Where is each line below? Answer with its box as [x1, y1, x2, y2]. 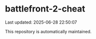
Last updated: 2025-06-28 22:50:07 [5, 19, 77, 25]
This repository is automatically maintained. [5, 28, 92, 34]
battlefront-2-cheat [5, 3, 85, 14]
